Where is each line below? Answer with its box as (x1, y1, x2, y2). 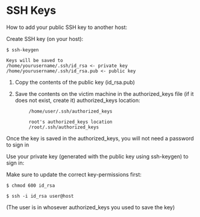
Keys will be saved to (6, 57, 63, 63)
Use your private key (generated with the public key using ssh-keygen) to (6, 153, 189, 160)
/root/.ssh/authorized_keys (28, 124, 99, 130)
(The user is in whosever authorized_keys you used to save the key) (6, 203, 175, 211)
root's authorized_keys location (28, 119, 113, 125)
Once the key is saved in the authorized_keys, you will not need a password (6, 134, 194, 142)
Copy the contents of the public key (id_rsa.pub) (14, 78, 136, 86)
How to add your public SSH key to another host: (6, 24, 128, 31)
